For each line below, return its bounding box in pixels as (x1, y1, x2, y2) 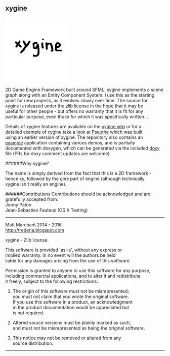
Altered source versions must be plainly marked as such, (12, 319, 132, 325)
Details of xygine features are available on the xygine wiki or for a (5, 123, 142, 129)
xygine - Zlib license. (5, 236, 49, 243)
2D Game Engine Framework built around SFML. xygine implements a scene (5, 86, 164, 93)
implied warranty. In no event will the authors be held (5, 252, 116, 258)
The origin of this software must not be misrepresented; (12, 288, 129, 294)
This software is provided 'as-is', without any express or (5, 247, 122, 253)
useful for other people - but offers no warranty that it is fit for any (5, 108, 143, 114)
